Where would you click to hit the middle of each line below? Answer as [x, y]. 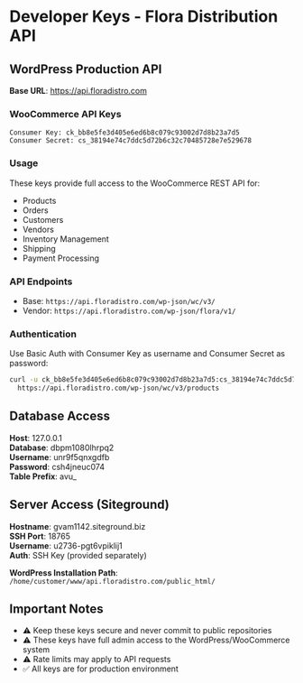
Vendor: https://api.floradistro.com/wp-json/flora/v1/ [129, 310]
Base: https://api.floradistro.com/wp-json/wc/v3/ [119, 300]
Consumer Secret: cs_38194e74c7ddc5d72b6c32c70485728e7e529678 [131, 141]
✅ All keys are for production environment [100, 669]
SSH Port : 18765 [40, 536]
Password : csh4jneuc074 [57, 466]
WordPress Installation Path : [64, 572]
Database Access [60, 416]
